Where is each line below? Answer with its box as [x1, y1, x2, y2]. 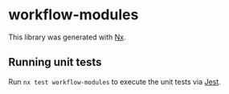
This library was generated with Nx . [8, 32, 126, 42]
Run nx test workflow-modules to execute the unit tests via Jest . [8, 76, 221, 86]
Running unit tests [8, 55, 102, 69]
